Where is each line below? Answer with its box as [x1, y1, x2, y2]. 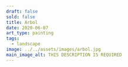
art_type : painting [6, 30, 54, 36]
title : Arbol [6, 19, 38, 25]
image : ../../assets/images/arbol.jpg [6, 47, 101, 52]
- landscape [11, 41, 41, 47]
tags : [6, 36, 19, 41]
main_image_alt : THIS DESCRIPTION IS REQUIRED [6, 52, 122, 58]
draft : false [6, 8, 38, 15]
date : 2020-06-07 [6, 24, 49, 31]
